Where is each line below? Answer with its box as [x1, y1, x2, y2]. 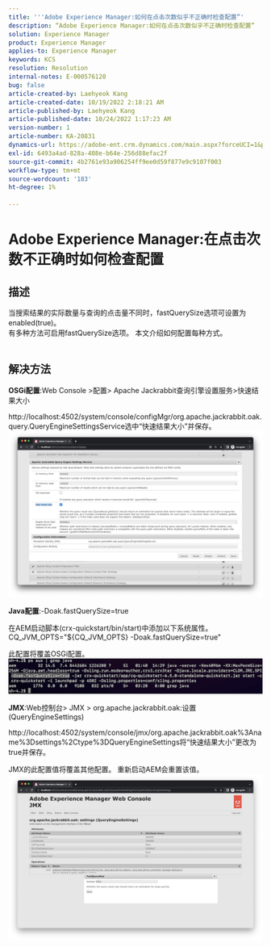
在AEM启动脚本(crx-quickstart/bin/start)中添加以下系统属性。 [8, 622, 213, 633]
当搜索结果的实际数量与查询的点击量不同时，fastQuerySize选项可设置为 [8, 308, 247, 317]
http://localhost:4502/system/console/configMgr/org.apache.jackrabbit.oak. [8, 412, 262, 421]
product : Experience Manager [8, 39, 106, 47]
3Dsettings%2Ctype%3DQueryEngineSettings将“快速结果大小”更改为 [25, 737, 256, 747]
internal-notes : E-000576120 [8, 73, 106, 81]
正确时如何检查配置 [36, 250, 165, 269]
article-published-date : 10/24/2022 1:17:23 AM [8, 115, 172, 124]
